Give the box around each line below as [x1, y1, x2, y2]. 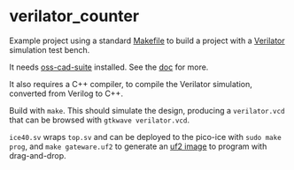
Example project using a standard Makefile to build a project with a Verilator [9, 35, 285, 46]
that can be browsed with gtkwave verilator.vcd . [9, 115, 190, 125]
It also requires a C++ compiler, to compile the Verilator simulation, [9, 78, 252, 89]
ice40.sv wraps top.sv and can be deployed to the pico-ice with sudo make [9, 131, 282, 142]
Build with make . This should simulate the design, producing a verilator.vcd [9, 105, 285, 115]
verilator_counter [9, 6, 140, 26]
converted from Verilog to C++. [9, 88, 124, 99]
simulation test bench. [9, 44, 90, 55]
